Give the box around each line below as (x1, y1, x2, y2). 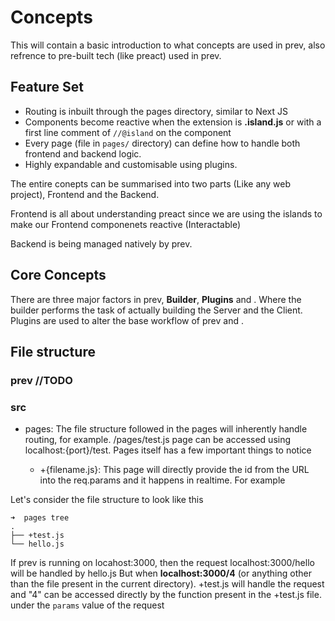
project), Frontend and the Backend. (10, 188, 160, 200)
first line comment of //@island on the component (24, 126, 232, 138)
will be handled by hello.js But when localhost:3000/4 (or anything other (10, 567, 312, 580)
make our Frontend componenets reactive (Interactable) (10, 218, 241, 230)
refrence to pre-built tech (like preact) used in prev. (10, 49, 222, 61)
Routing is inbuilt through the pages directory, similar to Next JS (24, 105, 288, 117)
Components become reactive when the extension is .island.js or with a (24, 116, 322, 128)
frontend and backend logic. (24, 147, 142, 160)
